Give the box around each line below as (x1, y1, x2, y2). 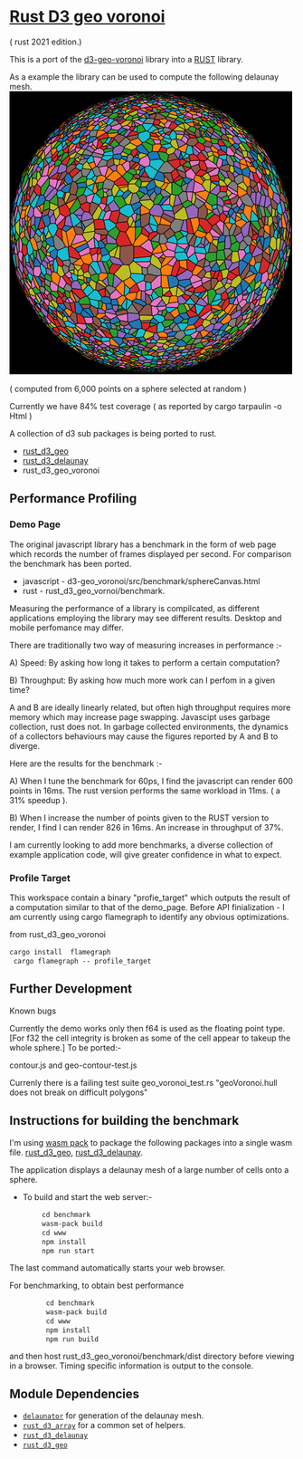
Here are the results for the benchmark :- (9, 758, 163, 769)
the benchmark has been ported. (9, 558, 132, 569)
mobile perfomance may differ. (9, 622, 124, 633)
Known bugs (9, 1005, 57, 1016)
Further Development (9, 981, 133, 997)
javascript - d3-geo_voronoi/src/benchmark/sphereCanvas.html (22, 575, 260, 586)
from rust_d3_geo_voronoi (9, 928, 107, 939)
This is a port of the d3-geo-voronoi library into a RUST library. (9, 53, 244, 64)
